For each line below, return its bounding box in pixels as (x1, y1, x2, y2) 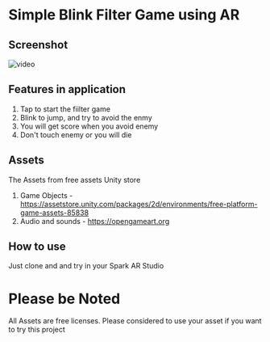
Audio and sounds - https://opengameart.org (19, 216, 170, 226)
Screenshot (8, 38, 69, 52)
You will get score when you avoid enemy (19, 121, 159, 131)
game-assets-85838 (19, 208, 89, 217)
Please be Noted (8, 289, 121, 308)
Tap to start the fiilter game (19, 103, 111, 114)
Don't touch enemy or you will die (19, 129, 132, 139)
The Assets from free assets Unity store (8, 175, 141, 184)
